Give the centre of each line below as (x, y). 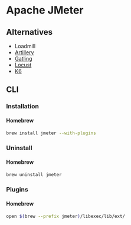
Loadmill (25, 46)
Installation (23, 107)
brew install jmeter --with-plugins (51, 133)
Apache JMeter (45, 10)
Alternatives (30, 32)
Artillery (24, 52)
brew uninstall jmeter (34, 174)
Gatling (23, 59)
